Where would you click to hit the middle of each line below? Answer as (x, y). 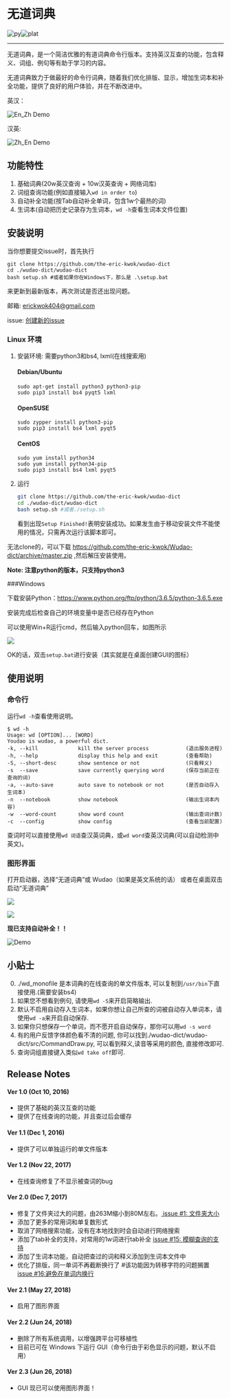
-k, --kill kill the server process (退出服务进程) (115, 748)
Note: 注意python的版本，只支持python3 (66, 570)
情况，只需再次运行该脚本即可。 (75, 532)
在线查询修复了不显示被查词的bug (65, 1181)
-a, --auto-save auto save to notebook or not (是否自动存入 (113, 785)
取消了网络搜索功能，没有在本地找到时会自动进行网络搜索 (98, 1231)
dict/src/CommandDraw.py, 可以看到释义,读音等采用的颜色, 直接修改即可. (120, 1043)
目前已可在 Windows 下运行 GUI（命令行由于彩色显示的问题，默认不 (113, 1347)
